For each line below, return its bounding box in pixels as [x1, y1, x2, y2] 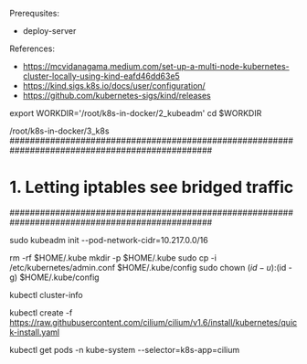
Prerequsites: [9, 8, 60, 18]
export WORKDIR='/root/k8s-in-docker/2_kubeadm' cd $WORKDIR [9, 108, 262, 118]
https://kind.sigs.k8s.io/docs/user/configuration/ [22, 80, 206, 91]
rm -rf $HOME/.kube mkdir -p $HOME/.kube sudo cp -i [9, 252, 217, 263]
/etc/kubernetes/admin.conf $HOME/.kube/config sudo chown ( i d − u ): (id [9, 262, 287, 273]
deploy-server [22, 26, 77, 36]
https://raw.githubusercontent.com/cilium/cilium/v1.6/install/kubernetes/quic [9, 316, 298, 327]
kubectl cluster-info [9, 289, 84, 300]
